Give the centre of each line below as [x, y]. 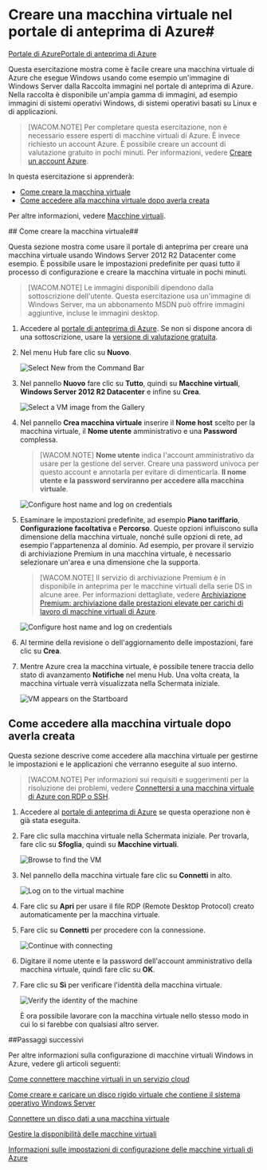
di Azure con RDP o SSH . [69, 796]
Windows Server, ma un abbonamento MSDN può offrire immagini [136, 304]
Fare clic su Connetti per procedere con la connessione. [112, 930]
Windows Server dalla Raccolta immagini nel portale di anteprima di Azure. [131, 86]
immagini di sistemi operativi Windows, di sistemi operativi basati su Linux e [133, 103]
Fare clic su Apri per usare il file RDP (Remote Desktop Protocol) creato [137, 906]
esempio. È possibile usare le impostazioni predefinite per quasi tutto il [124, 263]
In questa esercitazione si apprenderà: [71, 176]
